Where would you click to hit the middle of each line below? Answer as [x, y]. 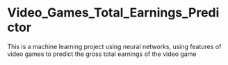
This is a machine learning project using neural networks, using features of [114, 46]
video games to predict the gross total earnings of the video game [102, 54]
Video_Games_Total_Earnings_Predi [113, 13]
